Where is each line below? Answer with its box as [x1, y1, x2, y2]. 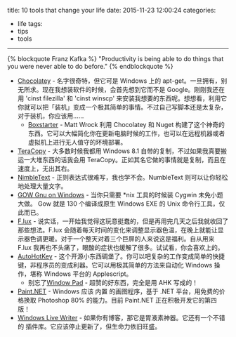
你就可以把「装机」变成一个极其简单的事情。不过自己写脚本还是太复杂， [17, 103, 227, 111]
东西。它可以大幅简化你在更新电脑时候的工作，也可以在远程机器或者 [27, 129, 225, 138]
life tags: [17, 20, 43, 27]
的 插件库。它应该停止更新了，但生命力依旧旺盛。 [17, 322, 162, 331]
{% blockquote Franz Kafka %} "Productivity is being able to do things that [7, 55, 224, 62]
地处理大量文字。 [17, 182, 67, 190]
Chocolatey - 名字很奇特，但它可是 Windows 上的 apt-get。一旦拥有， [17, 77, 221, 85]
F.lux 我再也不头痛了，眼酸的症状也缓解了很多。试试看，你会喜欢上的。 [17, 244, 224, 251]
